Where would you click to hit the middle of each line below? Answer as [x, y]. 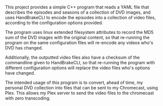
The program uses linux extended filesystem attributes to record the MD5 [79, 32]
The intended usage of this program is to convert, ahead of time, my [74, 82]
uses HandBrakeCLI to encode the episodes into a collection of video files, [81, 17]
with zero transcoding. [28, 98]
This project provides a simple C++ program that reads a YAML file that [77, 7]
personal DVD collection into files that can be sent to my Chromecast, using [81, 88]
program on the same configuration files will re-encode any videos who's [79, 43]
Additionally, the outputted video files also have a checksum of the [72, 57]
